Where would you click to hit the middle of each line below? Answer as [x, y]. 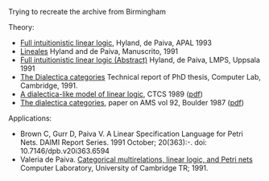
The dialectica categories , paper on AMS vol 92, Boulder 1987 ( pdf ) [132, 103]
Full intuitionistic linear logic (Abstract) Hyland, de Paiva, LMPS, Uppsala [140, 60]
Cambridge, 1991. [49, 85]
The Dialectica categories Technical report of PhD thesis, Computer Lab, [141, 77]
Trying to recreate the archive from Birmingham [87, 12]
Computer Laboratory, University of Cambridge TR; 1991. [114, 168]
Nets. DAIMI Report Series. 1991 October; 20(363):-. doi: [113, 142]
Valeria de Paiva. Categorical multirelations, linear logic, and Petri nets [137, 159]
